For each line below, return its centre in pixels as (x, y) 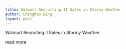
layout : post (19, 19)
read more (16, 42)
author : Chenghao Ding (29, 14)
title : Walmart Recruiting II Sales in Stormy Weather (63, 10)
